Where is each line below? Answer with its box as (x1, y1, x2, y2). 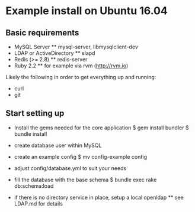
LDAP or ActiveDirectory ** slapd (14, 50, 95, 57)
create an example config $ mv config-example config (14, 153, 148, 160)
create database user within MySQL (14, 142, 102, 149)
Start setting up (5, 108, 65, 119)
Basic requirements (5, 28, 79, 38)
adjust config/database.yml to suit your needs (14, 164, 127, 172)
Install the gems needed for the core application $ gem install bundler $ (14, 124, 189, 131)
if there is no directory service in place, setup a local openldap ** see (14, 194, 184, 201)
